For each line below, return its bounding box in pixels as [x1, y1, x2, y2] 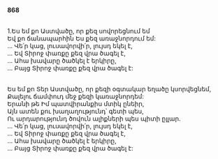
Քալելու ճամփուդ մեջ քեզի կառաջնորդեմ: [7, 92, 145, 100]
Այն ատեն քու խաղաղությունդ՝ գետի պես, [7, 107, 145, 115]
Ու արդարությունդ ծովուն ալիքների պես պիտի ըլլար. [7, 114, 181, 123]
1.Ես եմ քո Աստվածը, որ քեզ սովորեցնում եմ [7, 27, 150, 35]
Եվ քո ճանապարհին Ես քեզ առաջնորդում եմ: [7, 34, 156, 43]
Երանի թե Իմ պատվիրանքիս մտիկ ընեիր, [7, 100, 145, 107]
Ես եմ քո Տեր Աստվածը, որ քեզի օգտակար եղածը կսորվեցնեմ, [7, 85, 212, 93]
